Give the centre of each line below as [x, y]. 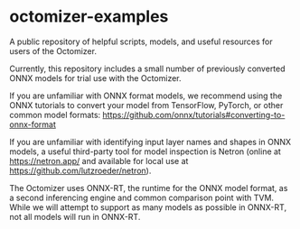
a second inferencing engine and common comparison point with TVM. [141, 197]
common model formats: [55, 114]
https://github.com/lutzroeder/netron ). [80, 170]
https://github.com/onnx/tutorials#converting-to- [194, 114]
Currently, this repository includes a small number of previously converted [148, 69]
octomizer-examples [89, 17]
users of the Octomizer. [53, 50]
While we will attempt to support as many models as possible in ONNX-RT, [148, 207]
